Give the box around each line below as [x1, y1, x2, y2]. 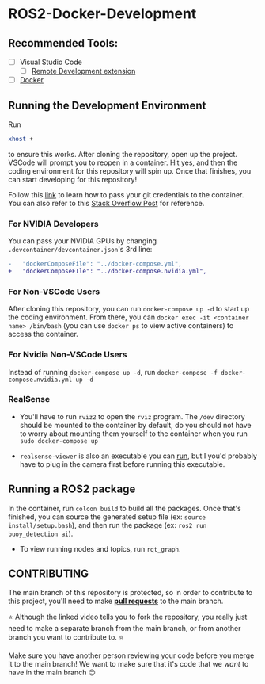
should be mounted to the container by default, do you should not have [19, 420, 252, 430]
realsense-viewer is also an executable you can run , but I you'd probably [19, 451, 257, 460]
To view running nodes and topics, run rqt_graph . [19, 544, 181, 553]
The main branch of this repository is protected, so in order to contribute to [8, 588, 253, 598]
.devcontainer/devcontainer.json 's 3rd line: [8, 245, 153, 254]
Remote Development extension [31, 67, 136, 76]
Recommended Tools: [8, 36, 119, 50]
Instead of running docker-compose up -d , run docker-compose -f [8, 367, 218, 376]
